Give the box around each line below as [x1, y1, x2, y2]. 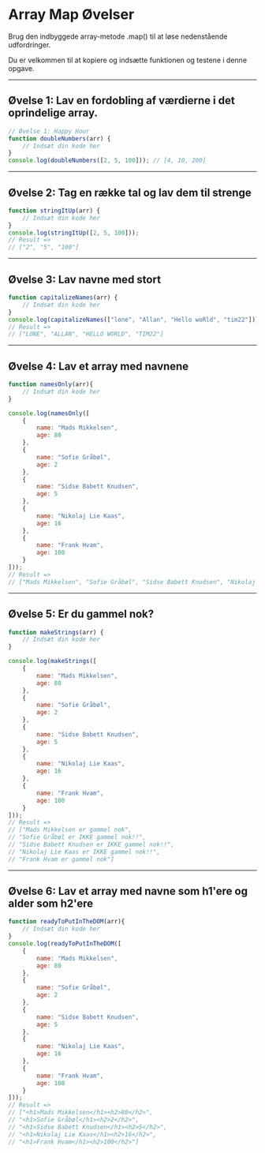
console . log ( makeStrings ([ [8, 657, 97, 665]
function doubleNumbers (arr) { [8, 134, 111, 143]
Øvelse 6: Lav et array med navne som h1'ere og [8, 885, 248, 898]
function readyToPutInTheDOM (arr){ [8, 918, 125, 926]
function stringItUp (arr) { [8, 207, 101, 215]
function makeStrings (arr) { [8, 628, 104, 636]
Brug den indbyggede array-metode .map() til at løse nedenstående [8, 32, 228, 41]
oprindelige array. [8, 107, 99, 120]
